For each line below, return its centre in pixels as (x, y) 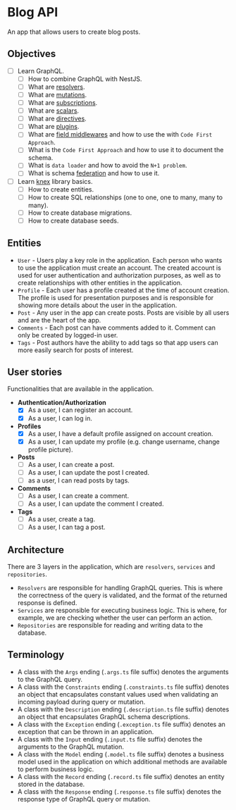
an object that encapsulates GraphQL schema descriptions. (104, 716)
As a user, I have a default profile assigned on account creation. (120, 433)
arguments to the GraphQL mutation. (71, 747)
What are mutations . (57, 94)
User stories (35, 372)
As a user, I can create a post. (71, 464)
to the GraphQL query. (50, 679)
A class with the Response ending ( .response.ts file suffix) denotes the (119, 791)
